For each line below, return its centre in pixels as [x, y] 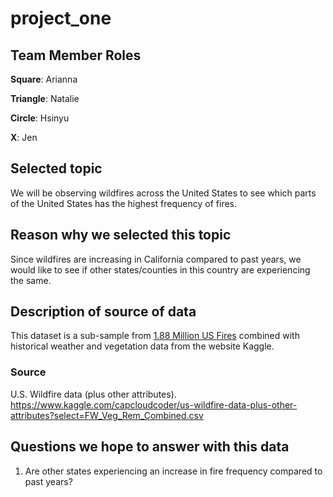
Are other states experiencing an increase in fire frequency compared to [173, 471]
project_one [61, 18]
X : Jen [24, 137]
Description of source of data [103, 312]
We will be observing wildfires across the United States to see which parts [163, 193]
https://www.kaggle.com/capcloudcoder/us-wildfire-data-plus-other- [154, 404]
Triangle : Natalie [45, 98]
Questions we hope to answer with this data [150, 447]
